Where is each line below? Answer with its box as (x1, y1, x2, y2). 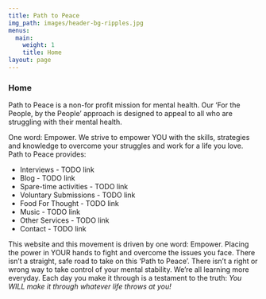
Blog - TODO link (19, 173, 75, 183)
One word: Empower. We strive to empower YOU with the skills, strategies (8, 133, 250, 142)
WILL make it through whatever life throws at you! (8, 282, 172, 291)
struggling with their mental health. (8, 117, 122, 127)
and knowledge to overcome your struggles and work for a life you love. (8, 141, 244, 151)
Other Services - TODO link (19, 216, 110, 225)
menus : (8, 26, 30, 34)
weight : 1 (22, 41, 56, 49)
